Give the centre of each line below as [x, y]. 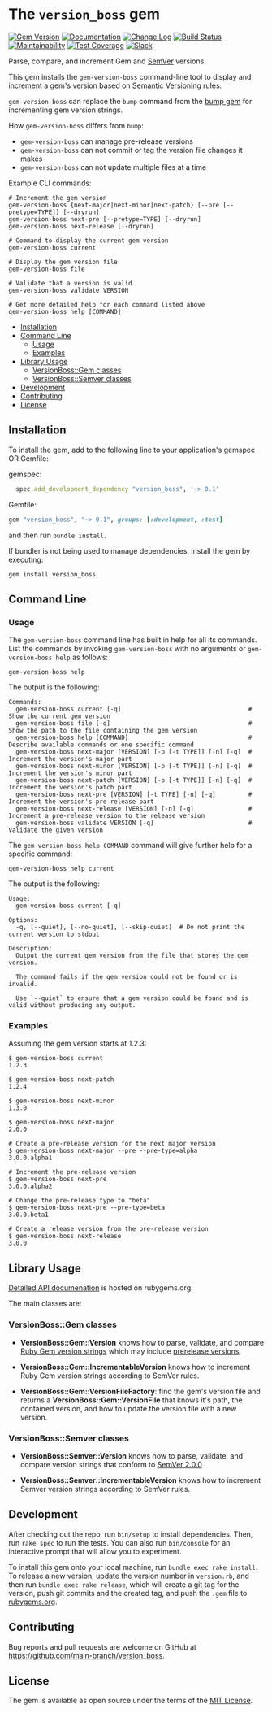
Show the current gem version [60, 716]
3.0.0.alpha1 [30, 1158]
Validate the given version [56, 830]
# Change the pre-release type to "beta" [80, 1201]
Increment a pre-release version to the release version [107, 816]
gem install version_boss [52, 574]
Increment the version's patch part [70, 788]
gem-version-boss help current [61, 869]
